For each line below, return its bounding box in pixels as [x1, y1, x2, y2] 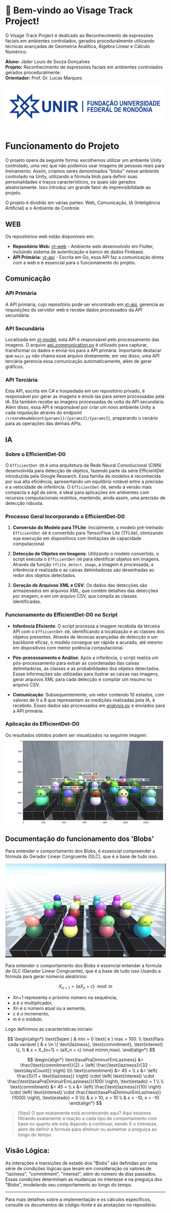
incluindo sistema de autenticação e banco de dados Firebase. [12, 249, 145, 255]
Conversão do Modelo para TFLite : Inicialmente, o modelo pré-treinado [12, 524, 164, 530]
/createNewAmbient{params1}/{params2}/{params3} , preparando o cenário [5, 415, 158, 421]
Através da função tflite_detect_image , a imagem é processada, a [12, 562, 154, 568]
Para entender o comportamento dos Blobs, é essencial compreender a [5, 848, 155, 854]
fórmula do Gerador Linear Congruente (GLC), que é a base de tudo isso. [5, 854, 159, 860]
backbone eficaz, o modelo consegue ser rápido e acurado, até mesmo [12, 639, 163, 645]
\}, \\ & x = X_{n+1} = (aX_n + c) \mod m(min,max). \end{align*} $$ [16, 1047, 155, 1053]
